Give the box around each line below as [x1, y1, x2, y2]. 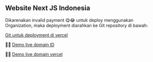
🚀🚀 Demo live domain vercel [5, 51, 63, 57]
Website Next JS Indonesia [5, 4, 90, 12]
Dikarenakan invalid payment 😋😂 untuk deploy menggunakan [5, 17, 134, 23]
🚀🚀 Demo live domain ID [5, 42, 55, 48]
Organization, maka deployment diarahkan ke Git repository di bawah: [5, 22, 148, 28]
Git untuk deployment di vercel [5, 32, 68, 38]
